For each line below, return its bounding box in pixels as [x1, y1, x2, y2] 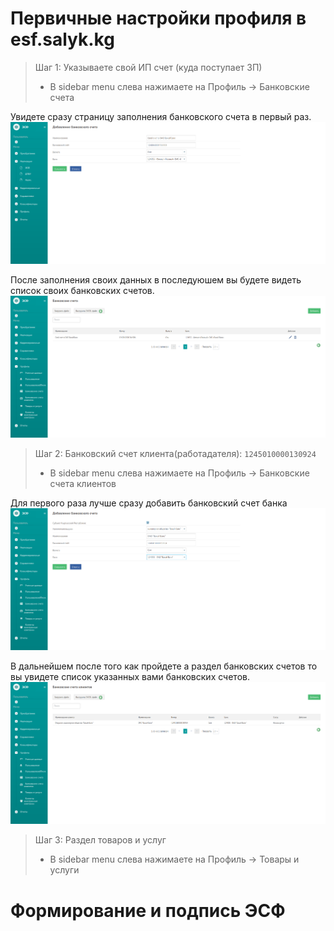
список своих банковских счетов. [10, 285, 155, 297]
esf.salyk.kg [10, 28, 115, 51]
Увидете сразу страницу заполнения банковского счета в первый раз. [10, 110, 312, 122]
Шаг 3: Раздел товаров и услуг [34, 834, 167, 846]
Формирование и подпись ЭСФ [10, 899, 286, 922]
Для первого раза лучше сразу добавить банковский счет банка [10, 497, 288, 509]
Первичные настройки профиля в [10, 7, 307, 30]
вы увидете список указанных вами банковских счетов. [10, 671, 250, 683]
